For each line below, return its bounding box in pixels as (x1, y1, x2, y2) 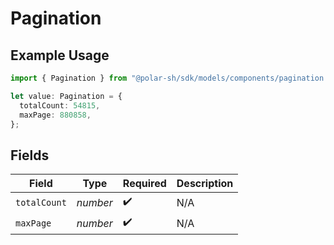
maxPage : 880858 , (19, 110, 92, 120)
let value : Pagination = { (10, 91, 123, 101)
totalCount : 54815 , (19, 100, 101, 111)
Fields (10, 147, 50, 164)
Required (122, 177, 167, 191)
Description (176, 177, 234, 191)
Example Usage (10, 47, 110, 64)
